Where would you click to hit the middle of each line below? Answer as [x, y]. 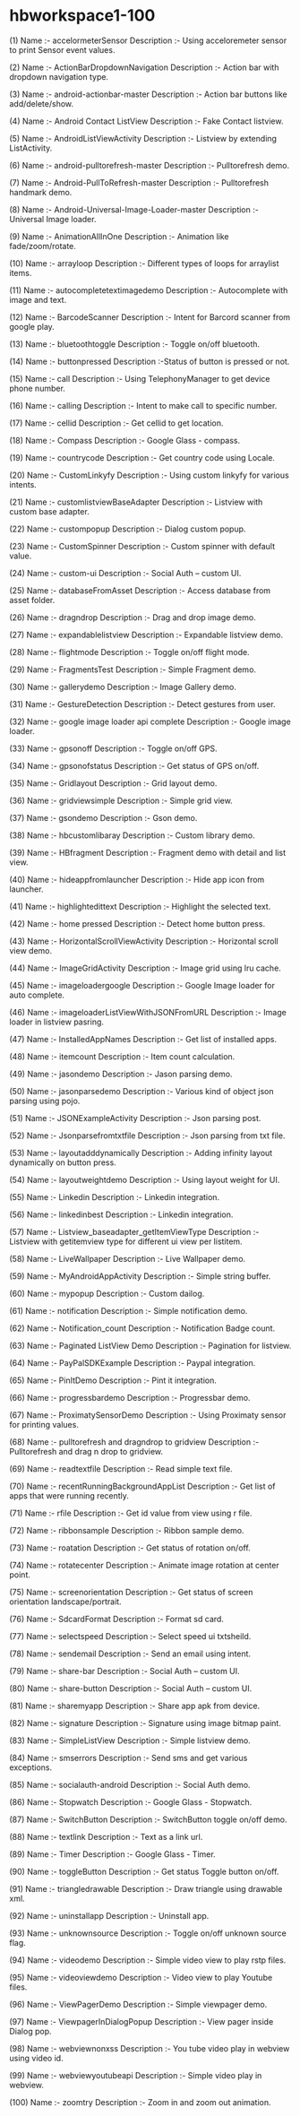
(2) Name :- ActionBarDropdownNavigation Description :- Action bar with [144, 67]
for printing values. [44, 1424]
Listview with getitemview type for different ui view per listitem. [126, 1241]
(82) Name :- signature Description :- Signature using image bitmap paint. [146, 1723]
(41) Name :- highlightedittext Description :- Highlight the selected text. [140, 906]
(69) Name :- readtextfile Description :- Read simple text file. [121, 1468]
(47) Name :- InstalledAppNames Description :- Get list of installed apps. [143, 1039]
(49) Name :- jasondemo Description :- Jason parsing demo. [121, 1074]
